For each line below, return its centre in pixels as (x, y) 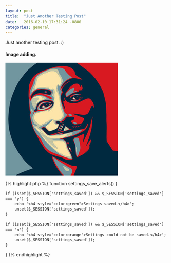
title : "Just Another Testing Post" (46, 16)
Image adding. (21, 54)
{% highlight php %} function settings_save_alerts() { (61, 184)
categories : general (27, 27)
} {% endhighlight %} (28, 255)
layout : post (19, 11)
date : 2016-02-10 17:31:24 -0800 (43, 22)
